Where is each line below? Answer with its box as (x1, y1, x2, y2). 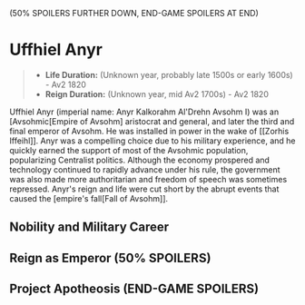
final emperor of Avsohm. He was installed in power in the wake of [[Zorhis (9, 125, 290, 136)
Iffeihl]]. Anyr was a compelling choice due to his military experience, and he (9, 135, 296, 146)
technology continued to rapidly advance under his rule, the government (9, 163, 280, 175)
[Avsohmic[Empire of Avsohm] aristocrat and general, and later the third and (9, 115, 295, 126)
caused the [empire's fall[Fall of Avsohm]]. (9, 192, 169, 203)
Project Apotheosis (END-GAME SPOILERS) (9, 281, 260, 297)
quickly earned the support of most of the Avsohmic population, (9, 144, 249, 155)
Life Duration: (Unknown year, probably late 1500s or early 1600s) (44, 69, 293, 80)
